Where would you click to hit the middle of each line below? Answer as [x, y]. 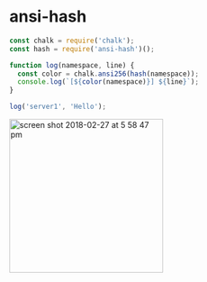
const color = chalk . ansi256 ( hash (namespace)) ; [108, 74]
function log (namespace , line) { [72, 65]
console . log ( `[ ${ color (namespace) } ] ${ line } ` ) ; [108, 82]
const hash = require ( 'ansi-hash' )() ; [82, 49]
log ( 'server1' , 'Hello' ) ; [58, 107]
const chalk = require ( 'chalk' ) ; [72, 41]
